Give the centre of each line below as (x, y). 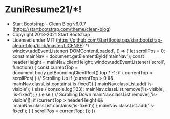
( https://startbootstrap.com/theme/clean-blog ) (61, 29)
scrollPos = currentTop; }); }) (65, 111)
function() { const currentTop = (45, 67)
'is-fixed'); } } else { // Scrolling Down (52, 94)
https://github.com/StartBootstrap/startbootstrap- (110, 40)
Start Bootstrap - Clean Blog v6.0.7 (49, 24)
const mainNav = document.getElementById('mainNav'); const (78, 56)
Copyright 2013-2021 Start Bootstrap (51, 34)
